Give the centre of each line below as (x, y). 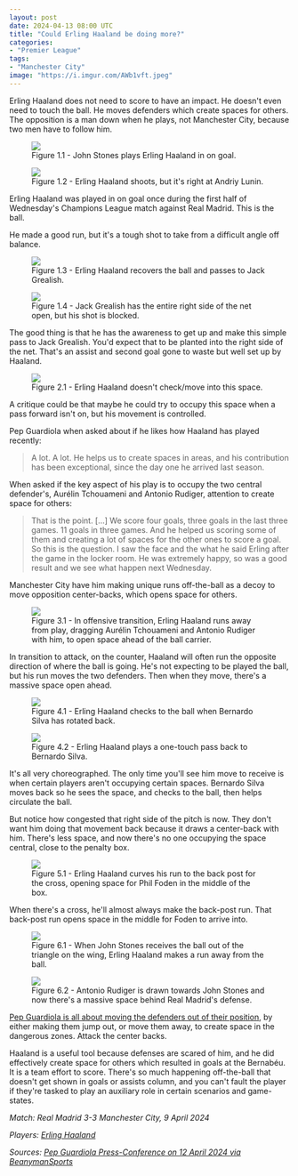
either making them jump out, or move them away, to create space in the (142, 1026)
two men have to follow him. (61, 129)
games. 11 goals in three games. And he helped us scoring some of (153, 529)
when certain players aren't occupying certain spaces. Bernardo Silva (137, 783)
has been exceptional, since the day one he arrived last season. (148, 467)
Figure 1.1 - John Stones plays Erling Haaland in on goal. (134, 155)
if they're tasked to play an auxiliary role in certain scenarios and (128, 1091)
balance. (25, 244)
